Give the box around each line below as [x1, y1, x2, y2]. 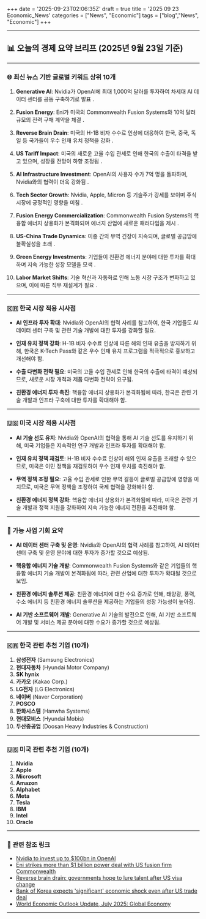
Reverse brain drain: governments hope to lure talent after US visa [15, 874, 183, 881]
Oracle [15, 818, 34, 825]
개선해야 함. [15, 355, 45, 362]
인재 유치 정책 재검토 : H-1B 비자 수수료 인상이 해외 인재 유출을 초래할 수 [15, 454, 185, 462]
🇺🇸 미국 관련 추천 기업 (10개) [7, 745, 89, 754]
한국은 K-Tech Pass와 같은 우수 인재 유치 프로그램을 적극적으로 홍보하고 [24, 347, 196, 354]
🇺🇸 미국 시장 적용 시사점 [7, 419, 76, 427]
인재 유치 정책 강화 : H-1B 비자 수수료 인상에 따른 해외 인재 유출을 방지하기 [15, 340, 190, 347]
